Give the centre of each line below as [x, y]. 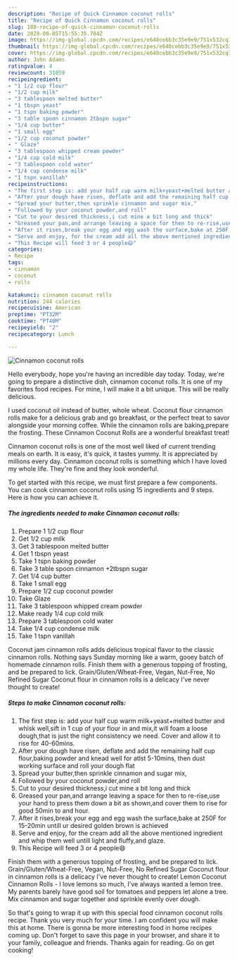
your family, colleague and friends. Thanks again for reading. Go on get [111, 942]
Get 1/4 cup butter [44, 576]
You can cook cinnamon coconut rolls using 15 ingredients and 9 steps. [111, 489]
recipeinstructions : [38, 184]
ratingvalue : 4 [30, 66]
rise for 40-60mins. [46, 743]
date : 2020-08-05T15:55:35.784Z [55, 33]
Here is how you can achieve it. [53, 497]
